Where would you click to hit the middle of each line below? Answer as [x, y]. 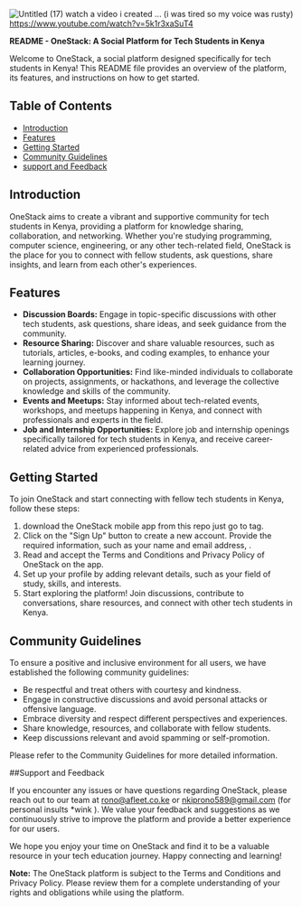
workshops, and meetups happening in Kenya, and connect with [142, 410]
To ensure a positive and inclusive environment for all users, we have [138, 663]
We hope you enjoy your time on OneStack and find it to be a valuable [139, 846]
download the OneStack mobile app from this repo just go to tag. [143, 526]
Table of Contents [61, 106]
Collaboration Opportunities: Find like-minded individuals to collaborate [158, 372]
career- [260, 439]
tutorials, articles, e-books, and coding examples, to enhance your [146, 353]
